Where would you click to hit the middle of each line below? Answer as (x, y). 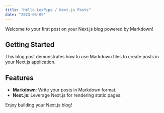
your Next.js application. (30, 62)
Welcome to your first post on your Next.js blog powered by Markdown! (79, 29)
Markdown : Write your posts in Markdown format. (64, 90)
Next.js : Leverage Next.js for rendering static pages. (67, 95)
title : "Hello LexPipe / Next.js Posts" (48, 10)
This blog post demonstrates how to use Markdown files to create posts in (82, 57)
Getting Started (30, 44)
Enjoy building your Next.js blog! (39, 105)
